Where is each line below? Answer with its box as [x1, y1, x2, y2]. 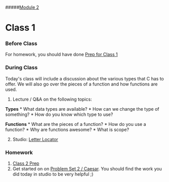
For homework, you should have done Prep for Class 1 [5, 52, 118, 58]
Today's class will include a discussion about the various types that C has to [5, 75, 164, 81]
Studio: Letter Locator [12, 136, 58, 142]
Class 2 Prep [12, 160, 39, 166]
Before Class [5, 40, 37, 47]
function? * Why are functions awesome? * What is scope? [5, 126, 130, 132]
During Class [5, 64, 38, 71]
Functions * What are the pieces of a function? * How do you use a [5, 121, 146, 127]
